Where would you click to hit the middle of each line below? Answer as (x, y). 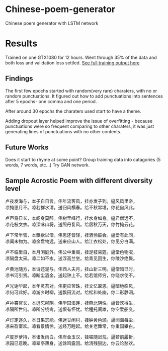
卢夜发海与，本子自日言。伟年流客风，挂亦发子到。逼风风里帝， (71, 201)
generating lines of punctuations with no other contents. (63, 131)
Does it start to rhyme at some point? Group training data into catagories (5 (83, 159)
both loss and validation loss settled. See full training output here (72, 63)
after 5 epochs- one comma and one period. (51, 101)
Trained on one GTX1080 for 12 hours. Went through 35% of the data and (81, 57)
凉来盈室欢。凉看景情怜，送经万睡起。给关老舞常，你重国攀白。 (71, 326)
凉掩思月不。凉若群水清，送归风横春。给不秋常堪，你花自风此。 (71, 208)
